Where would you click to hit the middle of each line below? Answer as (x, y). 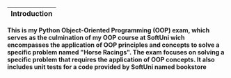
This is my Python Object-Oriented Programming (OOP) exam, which (109, 30)
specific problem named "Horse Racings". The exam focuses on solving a (116, 52)
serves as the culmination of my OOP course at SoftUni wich (96, 38)
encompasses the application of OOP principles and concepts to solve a (113, 45)
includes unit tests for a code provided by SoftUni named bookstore (107, 67)
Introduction (32, 13)
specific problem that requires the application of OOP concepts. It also (111, 59)
